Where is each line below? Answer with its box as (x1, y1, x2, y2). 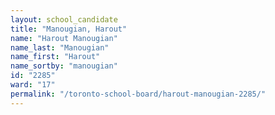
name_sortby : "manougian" (10, 61, 118, 71)
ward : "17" (10, 80, 56, 90)
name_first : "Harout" (10, 52, 101, 62)
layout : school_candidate (10, 14, 118, 25)
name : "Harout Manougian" (10, 33, 118, 43)
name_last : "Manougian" (10, 42, 110, 53)
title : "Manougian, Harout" (10, 24, 128, 34)
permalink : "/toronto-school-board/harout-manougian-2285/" (10, 89, 267, 99)
